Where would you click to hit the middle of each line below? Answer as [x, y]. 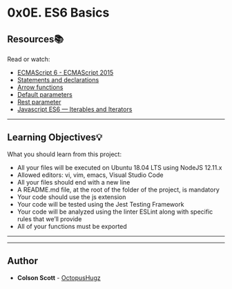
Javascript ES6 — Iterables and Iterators [75, 109]
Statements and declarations [58, 80]
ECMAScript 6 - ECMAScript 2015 [65, 73]
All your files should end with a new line [74, 182]
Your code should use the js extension [71, 197]
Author [22, 261]
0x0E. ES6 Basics [58, 13]
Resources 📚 [36, 39]
